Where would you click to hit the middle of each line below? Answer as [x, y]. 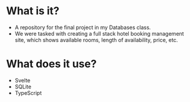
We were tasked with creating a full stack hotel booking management [99, 33]
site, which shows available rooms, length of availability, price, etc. [96, 40]
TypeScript [28, 93]
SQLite [23, 87]
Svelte [23, 80]
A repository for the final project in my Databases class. [83, 27]
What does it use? [51, 64]
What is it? [33, 11]
